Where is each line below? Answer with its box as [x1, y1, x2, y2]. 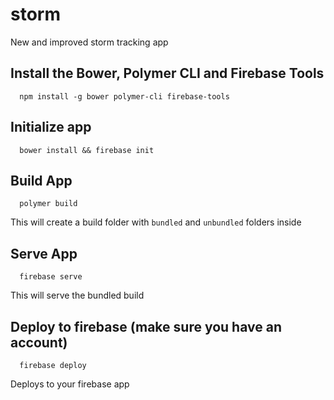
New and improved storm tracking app [10, 36, 169, 48]
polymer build [19, 199, 78, 209]
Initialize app [10, 119, 92, 136]
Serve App [10, 245, 78, 262]
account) [10, 334, 68, 351]
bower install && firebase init [19, 145, 155, 155]
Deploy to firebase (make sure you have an [10, 318, 282, 335]
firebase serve [19, 272, 83, 282]
